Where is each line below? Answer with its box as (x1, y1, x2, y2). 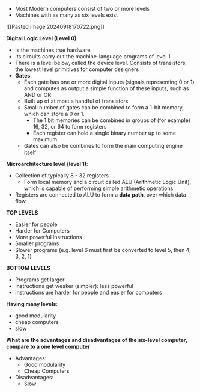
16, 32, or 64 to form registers (32, 123, 107, 130)
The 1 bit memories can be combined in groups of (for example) (32, 117, 191, 124)
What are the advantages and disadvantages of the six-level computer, (6, 337, 187, 343)
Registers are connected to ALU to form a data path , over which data (14, 191, 186, 198)
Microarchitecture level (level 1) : (6, 161, 88, 167)
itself (23, 149, 37, 156)
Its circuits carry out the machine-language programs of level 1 (14, 53, 171, 60)
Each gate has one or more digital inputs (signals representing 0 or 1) (23, 78, 195, 85)
